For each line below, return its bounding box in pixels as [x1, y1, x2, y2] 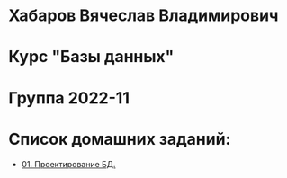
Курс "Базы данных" [8, 47, 175, 67]
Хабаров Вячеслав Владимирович [8, 5, 279, 26]
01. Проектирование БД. [21, 158, 116, 169]
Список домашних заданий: [8, 129, 231, 149]
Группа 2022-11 [8, 87, 130, 108]
